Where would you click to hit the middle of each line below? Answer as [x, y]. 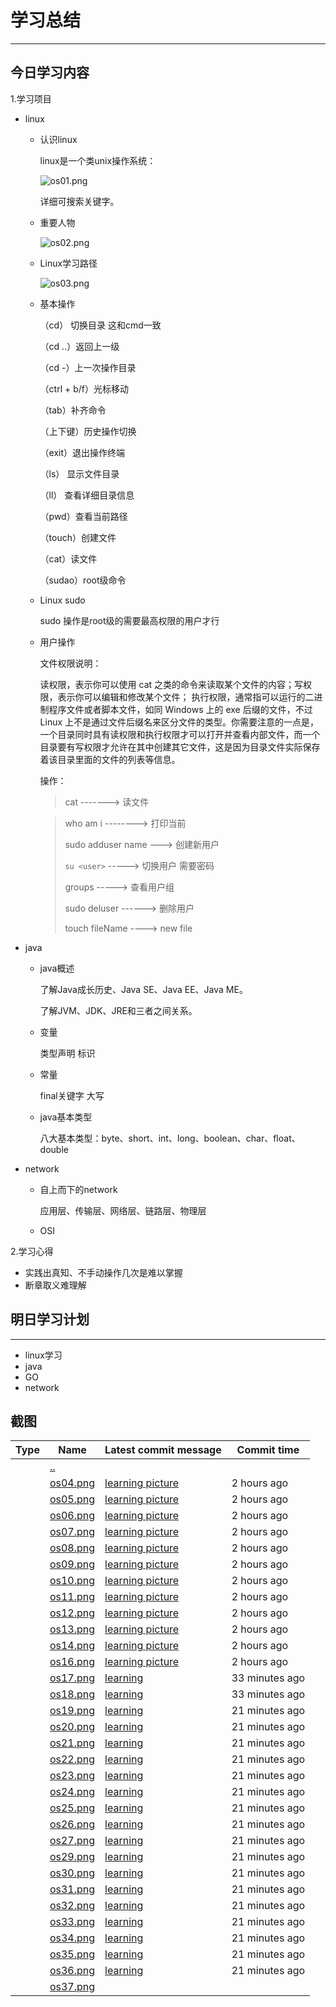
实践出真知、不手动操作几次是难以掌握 [103, 1272]
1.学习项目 [31, 98]
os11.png [72, 1597]
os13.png [72, 1629]
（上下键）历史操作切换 [88, 431]
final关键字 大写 [72, 1095]
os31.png [72, 1889]
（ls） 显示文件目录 [79, 473]
